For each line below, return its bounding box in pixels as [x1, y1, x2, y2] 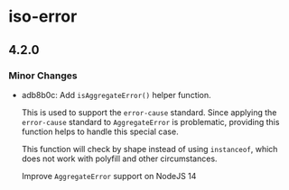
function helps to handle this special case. [21, 126, 179, 137]
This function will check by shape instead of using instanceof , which [21, 143, 278, 154]
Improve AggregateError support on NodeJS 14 [21, 170, 197, 181]
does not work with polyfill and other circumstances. [21, 153, 218, 164]
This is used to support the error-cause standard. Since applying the [21, 106, 277, 118]
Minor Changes [8, 69, 78, 82]
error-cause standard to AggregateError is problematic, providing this [21, 116, 280, 127]
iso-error [8, 6, 78, 27]
